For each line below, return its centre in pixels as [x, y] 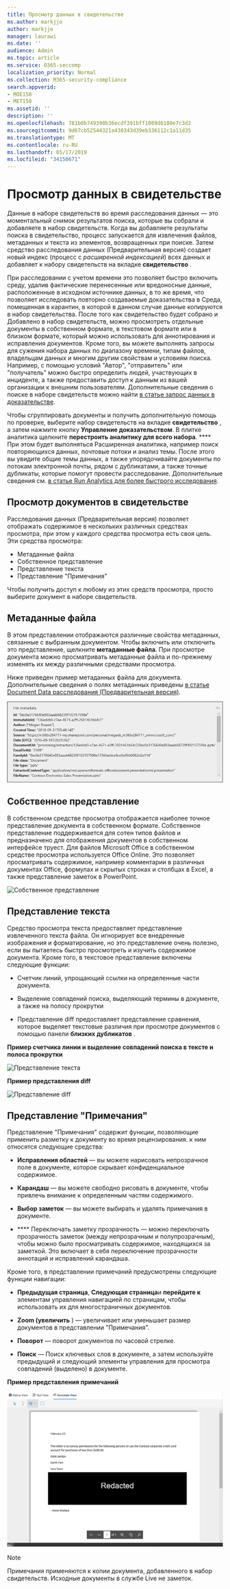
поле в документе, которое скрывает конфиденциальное [101, 1167]
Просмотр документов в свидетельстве [98, 503]
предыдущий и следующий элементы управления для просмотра [113, 1362]
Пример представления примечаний [63, 1382]
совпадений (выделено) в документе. [72, 1369]
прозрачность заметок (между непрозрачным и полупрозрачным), [116, 1237]
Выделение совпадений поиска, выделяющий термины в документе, [118, 998]
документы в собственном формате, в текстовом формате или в [102, 329]
